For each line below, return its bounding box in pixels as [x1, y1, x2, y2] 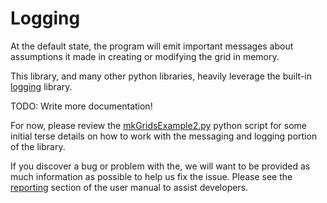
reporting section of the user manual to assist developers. [10, 181, 249, 193]
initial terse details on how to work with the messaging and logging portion [10, 130, 318, 142]
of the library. [10, 140, 66, 152]
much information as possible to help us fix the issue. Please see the [10, 170, 293, 182]
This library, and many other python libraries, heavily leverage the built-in [10, 70, 312, 82]
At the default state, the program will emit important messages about [10, 40, 294, 52]
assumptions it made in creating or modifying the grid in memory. [10, 50, 280, 62]
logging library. [10, 80, 73, 92]
